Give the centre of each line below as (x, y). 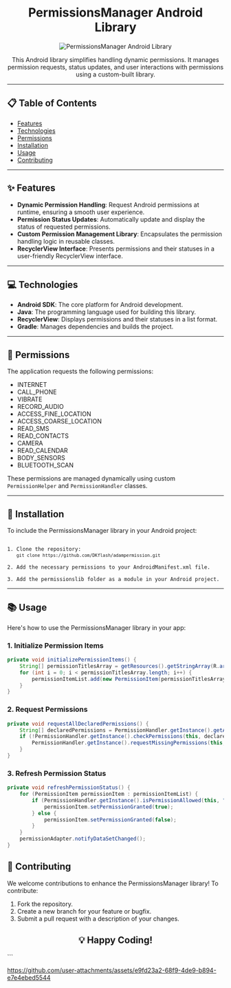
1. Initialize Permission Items (56, 645)
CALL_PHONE (37, 392)
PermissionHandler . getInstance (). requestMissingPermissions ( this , (129, 743)
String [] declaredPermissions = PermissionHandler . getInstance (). (117, 730)
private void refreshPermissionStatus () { (69, 788)
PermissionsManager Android (115, 13)
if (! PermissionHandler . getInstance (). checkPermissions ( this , (110, 737)
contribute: (23, 890)
